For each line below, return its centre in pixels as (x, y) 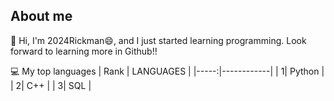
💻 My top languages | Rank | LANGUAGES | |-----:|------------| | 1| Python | (167, 71)
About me (41, 16)
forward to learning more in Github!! (84, 51)
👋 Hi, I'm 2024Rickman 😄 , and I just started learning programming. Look (158, 40)
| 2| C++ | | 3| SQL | (51, 85)
